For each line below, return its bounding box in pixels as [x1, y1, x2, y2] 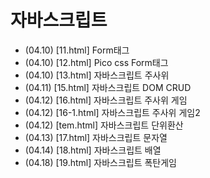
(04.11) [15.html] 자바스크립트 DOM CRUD [24, 81, 192, 93]
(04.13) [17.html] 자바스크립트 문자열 [24, 131, 168, 143]
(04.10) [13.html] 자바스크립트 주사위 [24, 69, 170, 81]
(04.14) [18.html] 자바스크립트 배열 [24, 144, 162, 156]
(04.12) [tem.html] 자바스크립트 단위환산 [24, 119, 184, 131]
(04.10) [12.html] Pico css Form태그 [24, 56, 169, 68]
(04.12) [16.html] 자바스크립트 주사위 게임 [24, 94, 188, 106]
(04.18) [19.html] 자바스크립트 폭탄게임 [24, 156, 177, 168]
